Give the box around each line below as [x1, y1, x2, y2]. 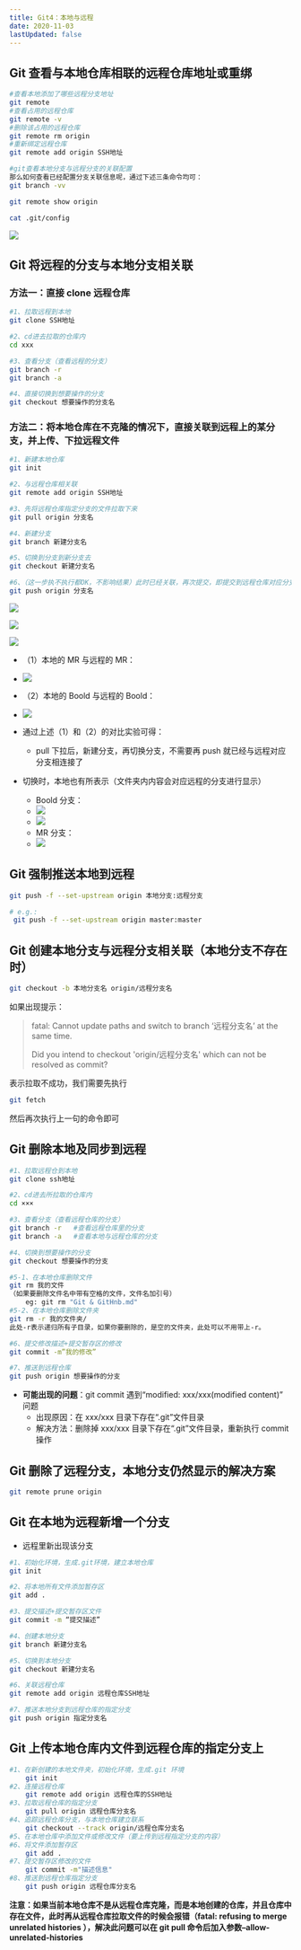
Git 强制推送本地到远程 [9, 867, 135, 882]
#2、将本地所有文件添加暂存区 [9, 1583, 105, 1592]
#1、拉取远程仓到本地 [9, 1166, 78, 1175]
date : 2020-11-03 [9, 22, 74, 31]
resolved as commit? [30, 1059, 108, 1070]
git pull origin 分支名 [9, 513, 94, 522]
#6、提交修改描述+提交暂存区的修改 [9, 1339, 122, 1348]
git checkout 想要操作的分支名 [9, 398, 116, 407]
